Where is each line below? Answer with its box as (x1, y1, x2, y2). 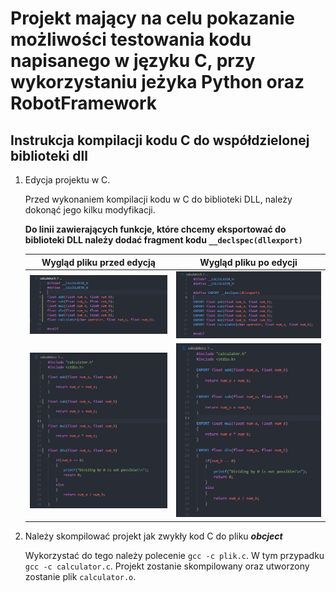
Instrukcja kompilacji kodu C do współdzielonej (10, 132, 310, 149)
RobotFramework (10, 92, 158, 115)
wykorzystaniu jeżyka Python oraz (10, 71, 305, 94)
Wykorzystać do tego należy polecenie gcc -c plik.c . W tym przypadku (24, 549, 325, 561)
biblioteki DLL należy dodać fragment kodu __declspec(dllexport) (24, 234, 303, 246)
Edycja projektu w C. (24, 174, 111, 186)
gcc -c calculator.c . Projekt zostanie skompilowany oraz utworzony (24, 560, 310, 572)
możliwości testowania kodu (10, 28, 252, 51)
